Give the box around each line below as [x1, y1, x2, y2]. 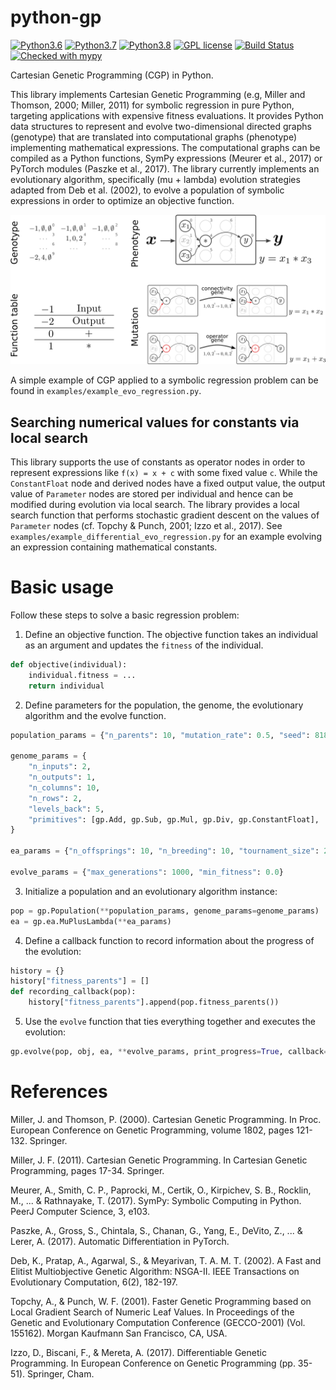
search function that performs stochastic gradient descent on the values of [10, 509, 320, 521]
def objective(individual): [10, 659, 128, 670]
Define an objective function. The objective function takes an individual [24, 628, 318, 640]
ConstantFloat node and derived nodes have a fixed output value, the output [10, 477, 326, 489]
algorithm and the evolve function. [24, 709, 167, 721]
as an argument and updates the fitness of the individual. [24, 639, 264, 651]
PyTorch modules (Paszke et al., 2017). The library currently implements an [10, 162, 320, 175]
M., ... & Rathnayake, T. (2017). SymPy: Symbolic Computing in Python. [10, 1194, 302, 1206]
